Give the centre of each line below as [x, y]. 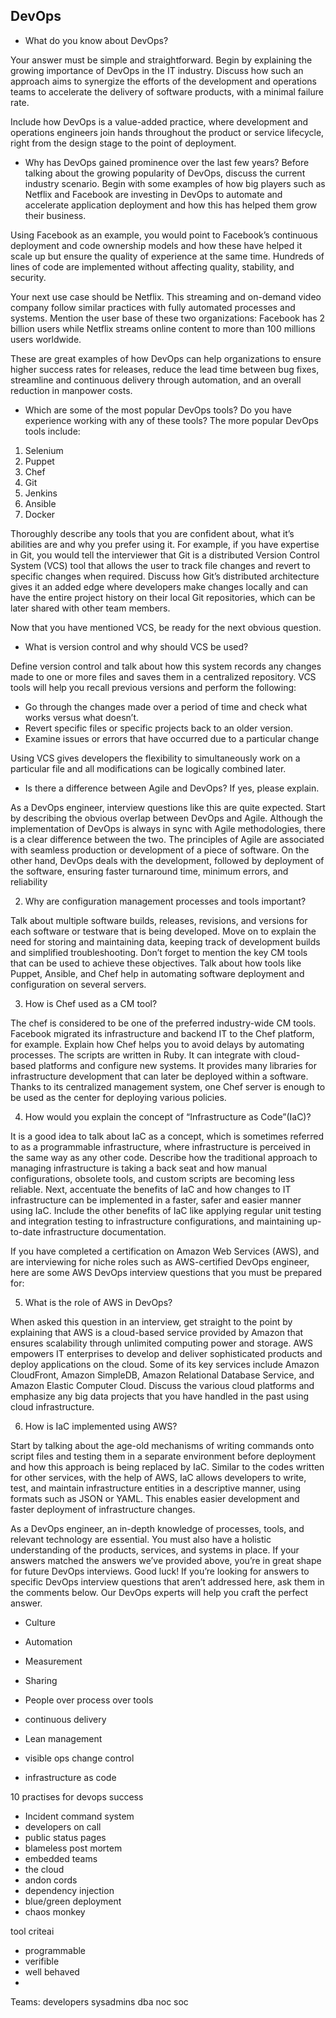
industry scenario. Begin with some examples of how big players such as [175, 183]
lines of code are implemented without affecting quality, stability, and [152, 266]
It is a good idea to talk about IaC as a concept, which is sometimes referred [167, 1136]
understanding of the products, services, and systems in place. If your [155, 1550]
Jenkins [41, 493]
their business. [55, 215]
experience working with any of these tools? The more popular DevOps [171, 420]
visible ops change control [79, 1758]
